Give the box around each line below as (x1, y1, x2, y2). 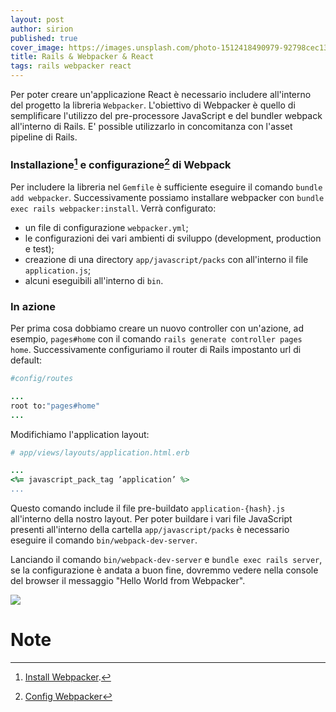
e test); (24, 242, 55, 255)
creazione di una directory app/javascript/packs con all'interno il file (24, 253, 309, 265)
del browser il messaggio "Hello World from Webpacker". (10, 575, 246, 587)
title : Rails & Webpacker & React (10, 52, 155, 62)
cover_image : (10, 42, 65, 53)
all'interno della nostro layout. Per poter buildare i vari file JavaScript (10, 513, 293, 525)
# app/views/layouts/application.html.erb (10, 447, 190, 458)
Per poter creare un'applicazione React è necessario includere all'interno (10, 89, 312, 100)
